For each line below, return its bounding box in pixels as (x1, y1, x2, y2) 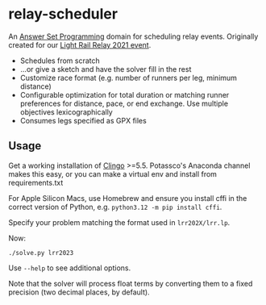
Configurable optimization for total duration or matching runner (19, 90, 230, 99)
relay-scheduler (8, 5, 118, 23)
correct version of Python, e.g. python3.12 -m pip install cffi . (8, 202, 222, 211)
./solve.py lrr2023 (8, 249, 74, 257)
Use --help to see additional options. (8, 263, 131, 273)
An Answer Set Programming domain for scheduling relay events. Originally (8, 31, 259, 41)
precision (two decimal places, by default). (8, 287, 151, 297)
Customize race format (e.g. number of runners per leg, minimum (19, 73, 238, 82)
